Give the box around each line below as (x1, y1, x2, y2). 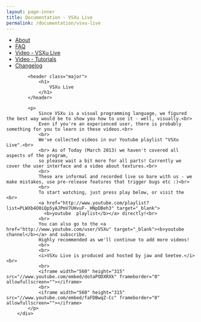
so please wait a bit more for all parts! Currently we (38, 158, 182, 164)
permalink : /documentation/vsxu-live (6, 20, 101, 26)
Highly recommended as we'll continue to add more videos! (38, 237, 190, 243)
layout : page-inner (6, 8, 55, 15)
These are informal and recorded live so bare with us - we (38, 174, 193, 180)
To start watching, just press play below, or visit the (38, 190, 185, 196)
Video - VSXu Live (14, 49, 61, 57)
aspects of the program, (6, 153, 69, 159)
